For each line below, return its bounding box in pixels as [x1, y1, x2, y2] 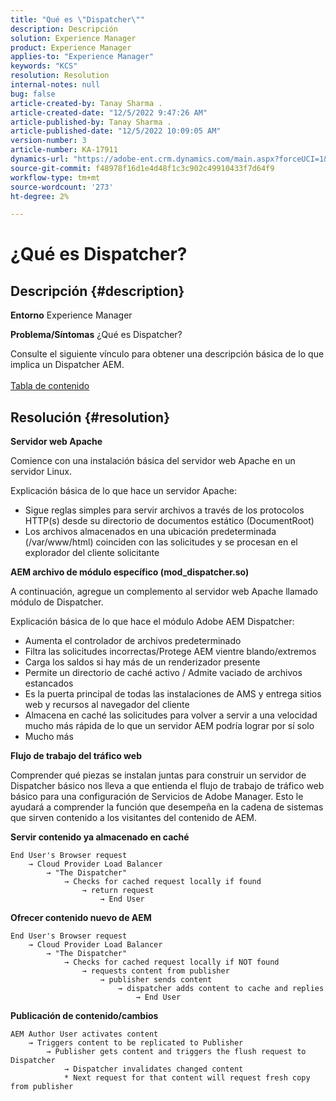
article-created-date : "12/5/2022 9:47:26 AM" [10, 107, 208, 118]
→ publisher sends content [99, 975, 213, 985]
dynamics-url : [10, 154, 70, 164]
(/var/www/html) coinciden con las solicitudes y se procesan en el [24, 536, 298, 548]
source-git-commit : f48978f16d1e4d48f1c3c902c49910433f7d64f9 [10, 163, 275, 173]
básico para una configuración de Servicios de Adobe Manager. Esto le [10, 791, 304, 803]
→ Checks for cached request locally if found [63, 877, 262, 887]
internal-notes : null [10, 80, 101, 90]
